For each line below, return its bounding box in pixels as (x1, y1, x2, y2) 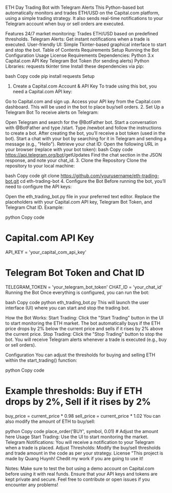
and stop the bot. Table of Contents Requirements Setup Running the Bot (5, 47, 159, 53)
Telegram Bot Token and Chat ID (5, 267, 145, 278)
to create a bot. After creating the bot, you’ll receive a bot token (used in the (5, 130, 165, 136)
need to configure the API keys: (5, 184, 72, 189)
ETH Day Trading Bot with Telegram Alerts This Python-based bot (5, 5, 144, 10)
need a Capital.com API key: (12, 89, 73, 94)
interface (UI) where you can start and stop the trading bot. (5, 305, 130, 311)
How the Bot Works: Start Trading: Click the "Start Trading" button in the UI (5, 314, 164, 320)
